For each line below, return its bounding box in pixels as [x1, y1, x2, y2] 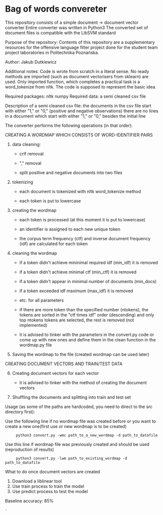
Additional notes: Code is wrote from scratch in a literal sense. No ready [5, 68, 149, 74]
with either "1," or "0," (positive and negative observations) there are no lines [5, 108, 159, 114]
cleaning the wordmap [12, 250, 57, 256]
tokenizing [12, 179, 33, 185]
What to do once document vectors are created [5, 468, 100, 475]
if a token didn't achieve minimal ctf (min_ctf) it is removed [19, 269, 137, 275]
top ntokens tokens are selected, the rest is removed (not [19, 317, 134, 323]
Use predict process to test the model [12, 488, 88, 494]
